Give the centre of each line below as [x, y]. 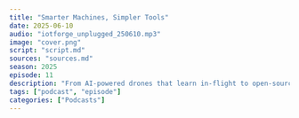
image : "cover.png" [45, 42]
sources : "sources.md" [51, 59]
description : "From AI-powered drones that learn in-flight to [129, 83]
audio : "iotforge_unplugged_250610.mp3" [85, 34]
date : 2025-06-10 [41, 26]
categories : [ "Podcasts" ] [57, 100]
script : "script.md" [48, 51]
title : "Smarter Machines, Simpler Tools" [89, 17]
